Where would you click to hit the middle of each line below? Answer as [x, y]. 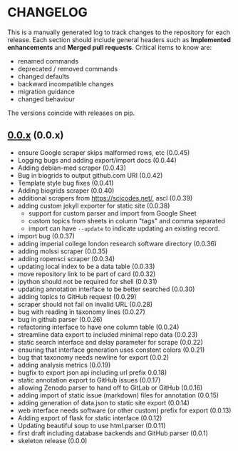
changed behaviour [46, 99]
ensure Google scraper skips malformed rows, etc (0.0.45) [104, 152]
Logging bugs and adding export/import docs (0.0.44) [97, 160]
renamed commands [48, 61]
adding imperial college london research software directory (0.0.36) [117, 243]
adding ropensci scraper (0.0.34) [66, 258]
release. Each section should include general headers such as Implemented [119, 39]
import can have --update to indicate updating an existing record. [124, 228]
